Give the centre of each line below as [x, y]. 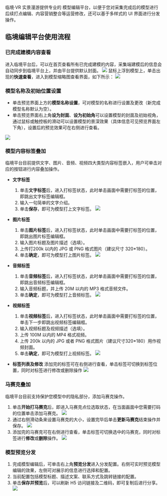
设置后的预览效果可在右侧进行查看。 [65, 127]
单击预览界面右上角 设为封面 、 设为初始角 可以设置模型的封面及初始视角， [86, 115]
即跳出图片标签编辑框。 [44, 236]
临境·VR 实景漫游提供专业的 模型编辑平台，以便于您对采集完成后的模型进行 [82, 7]
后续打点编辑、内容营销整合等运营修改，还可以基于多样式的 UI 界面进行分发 [83, 13]
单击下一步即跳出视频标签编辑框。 [55, 323]
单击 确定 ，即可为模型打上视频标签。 [57, 353]
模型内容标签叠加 [26, 151]
